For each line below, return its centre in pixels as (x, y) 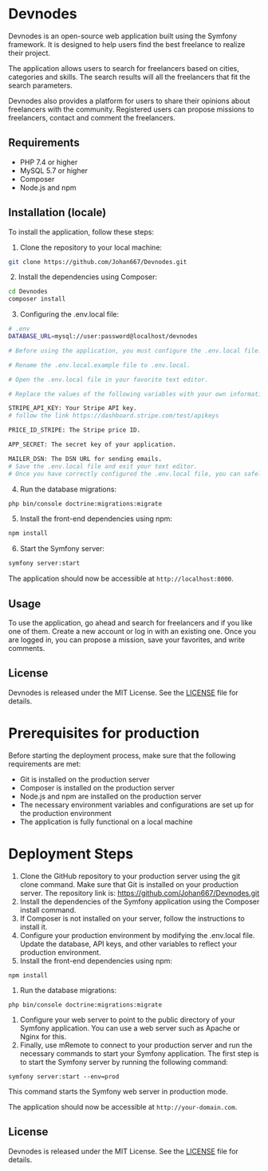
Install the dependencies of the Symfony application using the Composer (140, 901)
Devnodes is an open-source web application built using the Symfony (123, 36)
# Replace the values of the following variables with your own (117, 394)
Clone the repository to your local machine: (91, 247)
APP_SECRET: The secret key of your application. (93, 445)
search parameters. (41, 85)
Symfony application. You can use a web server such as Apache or (130, 1028)
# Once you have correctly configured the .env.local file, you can (124, 474)
